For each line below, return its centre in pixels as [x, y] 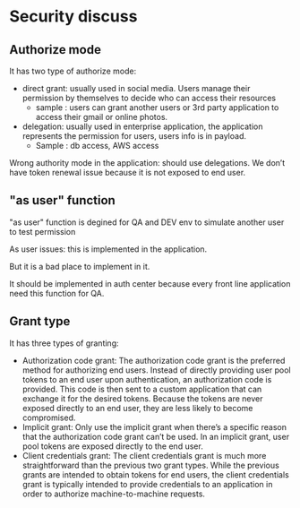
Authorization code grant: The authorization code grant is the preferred [154, 360]
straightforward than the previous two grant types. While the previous [150, 465]
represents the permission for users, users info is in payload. [134, 136]
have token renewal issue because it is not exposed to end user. [128, 172]
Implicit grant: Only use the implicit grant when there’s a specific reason [154, 426]
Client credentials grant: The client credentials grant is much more [144, 455]
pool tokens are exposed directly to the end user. [112, 446]
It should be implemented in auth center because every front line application [150, 283]
